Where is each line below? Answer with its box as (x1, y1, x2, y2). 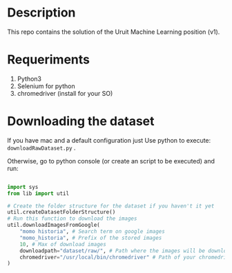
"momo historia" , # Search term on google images (19, 228, 166, 235)
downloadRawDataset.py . (7, 143, 76, 152)
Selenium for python (17, 81, 75, 90)
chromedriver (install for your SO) (17, 89, 113, 97)
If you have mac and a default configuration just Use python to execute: (7, 136, 211, 144)
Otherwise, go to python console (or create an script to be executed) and (7, 156, 215, 165)
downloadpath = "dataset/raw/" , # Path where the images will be (19, 247, 206, 254)
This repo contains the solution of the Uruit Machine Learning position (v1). (7, 28, 220, 36)
